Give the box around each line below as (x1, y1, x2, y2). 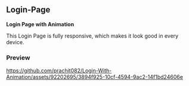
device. (6, 38, 24, 45)
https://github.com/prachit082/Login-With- (6, 67, 112, 74)
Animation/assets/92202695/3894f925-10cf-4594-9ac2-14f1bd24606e (6, 73, 184, 81)
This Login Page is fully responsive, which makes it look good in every (6, 32, 179, 39)
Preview (6, 53, 30, 62)
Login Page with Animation (6, 20, 75, 27)
